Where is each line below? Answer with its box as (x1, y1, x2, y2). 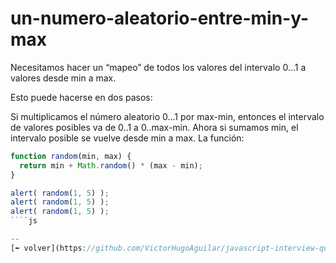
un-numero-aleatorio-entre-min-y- (10, 7, 310, 30)
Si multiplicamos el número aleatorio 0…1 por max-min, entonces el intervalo (10, 110, 325, 122)
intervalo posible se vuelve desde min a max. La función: (10, 132, 245, 144)
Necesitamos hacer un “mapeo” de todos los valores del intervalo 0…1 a (10, 61, 307, 73)
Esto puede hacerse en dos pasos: (10, 91, 153, 103)
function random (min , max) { (10, 151, 132, 161)
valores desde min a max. (10, 72, 117, 84)
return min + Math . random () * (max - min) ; (19, 160, 203, 171)
